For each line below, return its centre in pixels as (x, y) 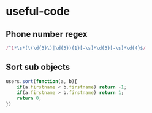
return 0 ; (29, 99)
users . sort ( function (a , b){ (42, 81)
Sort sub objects (38, 67)
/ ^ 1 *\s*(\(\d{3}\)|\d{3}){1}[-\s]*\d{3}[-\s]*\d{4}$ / (76, 48)
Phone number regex (47, 34)
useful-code (38, 11)
